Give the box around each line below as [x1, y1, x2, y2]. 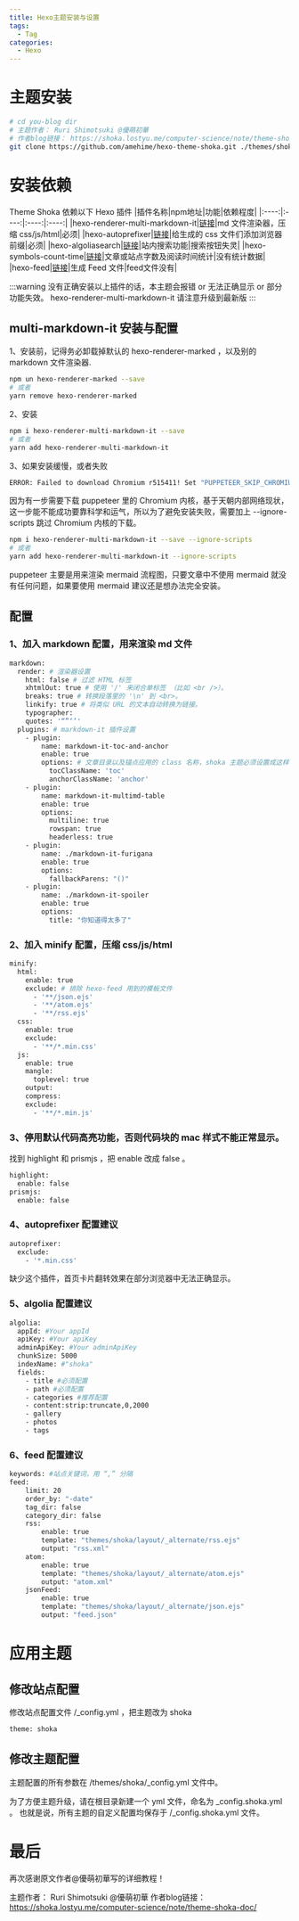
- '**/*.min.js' [32, 1108, 93, 1117]
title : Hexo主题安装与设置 [9, 12, 100, 22]
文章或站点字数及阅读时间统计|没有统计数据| [104, 250, 266, 261]
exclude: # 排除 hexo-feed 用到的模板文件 [25, 984, 174, 993]
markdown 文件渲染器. [9, 357, 92, 368]
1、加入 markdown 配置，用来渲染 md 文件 [9, 638, 193, 651]
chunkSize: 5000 [17, 1351, 77, 1360]
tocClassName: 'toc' [48, 767, 125, 776]
